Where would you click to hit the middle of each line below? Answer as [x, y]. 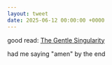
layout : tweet [28, 14]
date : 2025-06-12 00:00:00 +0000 [56, 20]
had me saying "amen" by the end [56, 54]
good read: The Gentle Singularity [56, 40]
